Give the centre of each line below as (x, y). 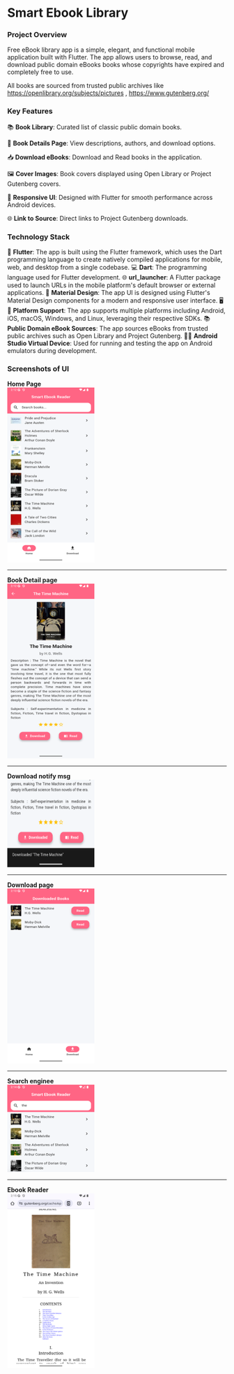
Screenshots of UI (38, 369)
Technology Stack (39, 237)
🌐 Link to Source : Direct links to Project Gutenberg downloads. (97, 218)
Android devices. (32, 205)
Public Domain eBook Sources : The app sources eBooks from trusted (108, 328)
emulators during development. (52, 351)
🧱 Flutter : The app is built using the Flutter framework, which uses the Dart (115, 252)
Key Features (30, 111)
